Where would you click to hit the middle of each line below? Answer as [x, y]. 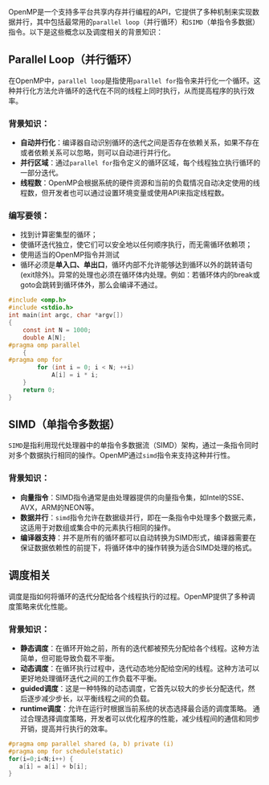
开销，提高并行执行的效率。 [66, 728]
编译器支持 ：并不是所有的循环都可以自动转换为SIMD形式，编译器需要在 [138, 537]
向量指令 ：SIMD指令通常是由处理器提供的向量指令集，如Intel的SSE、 [134, 497]
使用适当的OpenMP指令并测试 [70, 255]
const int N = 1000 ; [57, 330]
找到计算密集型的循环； [59, 235]
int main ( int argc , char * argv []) [66, 315]
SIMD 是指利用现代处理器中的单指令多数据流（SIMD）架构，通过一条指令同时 [134, 446]
